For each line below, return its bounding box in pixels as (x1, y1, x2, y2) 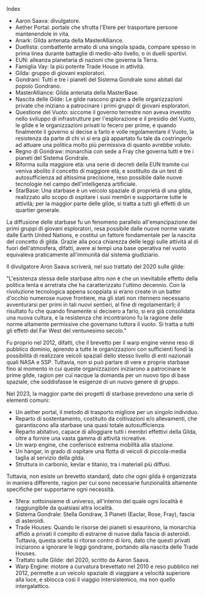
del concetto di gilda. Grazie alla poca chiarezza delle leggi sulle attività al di (6, 238, 199, 245)
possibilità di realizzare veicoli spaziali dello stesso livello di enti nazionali (6, 352, 192, 359)
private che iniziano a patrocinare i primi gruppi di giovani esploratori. (15, 102, 191, 109)
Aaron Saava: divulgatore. (15, 17, 81, 24)
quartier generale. (15, 206, 61, 214)
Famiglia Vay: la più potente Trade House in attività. (15, 63, 145, 70)
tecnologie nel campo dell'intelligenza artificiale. (15, 181, 138, 187)
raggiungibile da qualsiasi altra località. (15, 504, 114, 511)
